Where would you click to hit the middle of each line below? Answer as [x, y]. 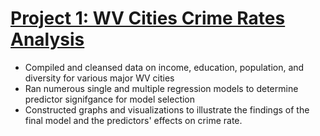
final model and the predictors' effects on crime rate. [133, 120]
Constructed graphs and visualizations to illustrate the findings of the [167, 109]
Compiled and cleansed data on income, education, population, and [164, 67]
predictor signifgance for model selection [110, 99]
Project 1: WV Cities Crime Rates [148, 18]
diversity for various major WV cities [99, 78]
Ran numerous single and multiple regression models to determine [161, 88]
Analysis [47, 39]
